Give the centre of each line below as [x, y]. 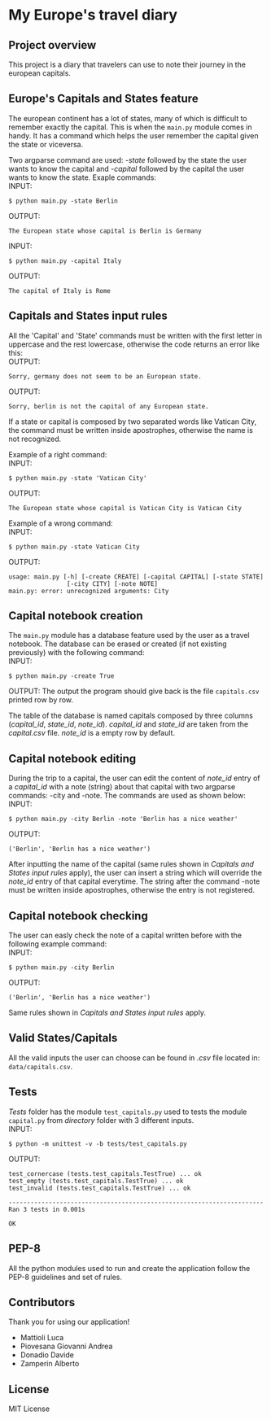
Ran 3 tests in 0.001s [47, 1209]
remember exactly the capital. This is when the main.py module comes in [130, 127]
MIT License [29, 1409]
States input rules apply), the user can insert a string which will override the [135, 873]
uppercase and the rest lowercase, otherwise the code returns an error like [134, 344]
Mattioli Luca [42, 1338]
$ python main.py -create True [61, 676]
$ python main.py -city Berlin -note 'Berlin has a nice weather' [123, 819]
